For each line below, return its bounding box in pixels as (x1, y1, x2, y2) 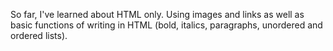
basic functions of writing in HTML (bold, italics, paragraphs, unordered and (10, 19, 323, 31)
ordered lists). (10, 30, 68, 41)
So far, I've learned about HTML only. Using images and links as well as (10, 9, 305, 20)
